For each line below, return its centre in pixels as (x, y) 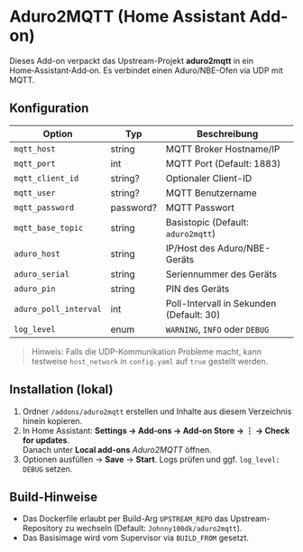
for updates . (46, 440)
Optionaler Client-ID (209, 178)
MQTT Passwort (200, 207)
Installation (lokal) (61, 390)
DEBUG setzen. (47, 469)
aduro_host (37, 253)
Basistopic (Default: (207, 222)
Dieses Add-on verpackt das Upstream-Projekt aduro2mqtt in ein (132, 60)
